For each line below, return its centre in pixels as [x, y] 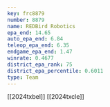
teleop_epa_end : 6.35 [38, 45]
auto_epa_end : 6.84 [35, 39]
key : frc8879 [26, 13]
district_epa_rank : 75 [40, 64]
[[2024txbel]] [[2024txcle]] [46, 97]
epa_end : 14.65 [29, 33]
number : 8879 [26, 20]
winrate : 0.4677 [30, 58]
